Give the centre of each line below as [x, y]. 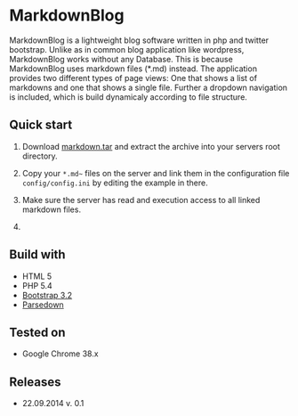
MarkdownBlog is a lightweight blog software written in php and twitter [139, 40]
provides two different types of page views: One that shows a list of [133, 77]
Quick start [41, 125]
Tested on [37, 332]
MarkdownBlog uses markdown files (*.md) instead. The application [133, 69]
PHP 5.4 [37, 285]
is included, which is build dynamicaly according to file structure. [128, 97]
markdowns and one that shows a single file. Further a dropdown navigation [148, 87]
